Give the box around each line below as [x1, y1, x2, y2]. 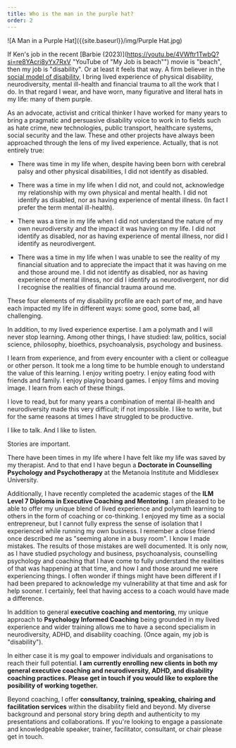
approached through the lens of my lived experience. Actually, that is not [7, 138, 218, 147]
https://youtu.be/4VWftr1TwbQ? [126, 50, 220, 58]
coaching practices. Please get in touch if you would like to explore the [7, 673, 218, 682]
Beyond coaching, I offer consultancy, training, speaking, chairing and [7, 694, 216, 703]
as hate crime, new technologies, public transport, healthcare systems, [7, 123, 213, 132]
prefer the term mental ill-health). [17, 203, 115, 211]
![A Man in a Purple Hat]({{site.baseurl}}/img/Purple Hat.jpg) [7, 36, 182, 44]
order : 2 [7, 17, 33, 24]
